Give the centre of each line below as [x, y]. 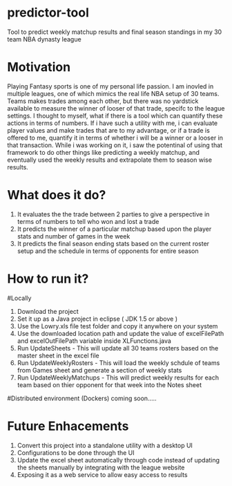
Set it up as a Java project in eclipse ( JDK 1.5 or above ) [97, 319]
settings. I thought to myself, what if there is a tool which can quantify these [115, 115]
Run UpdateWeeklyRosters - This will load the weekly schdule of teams [118, 363]
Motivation [39, 67]
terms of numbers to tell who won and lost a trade [88, 221]
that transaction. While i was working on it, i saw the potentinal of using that [115, 145]
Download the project [48, 311]
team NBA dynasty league [44, 39]
